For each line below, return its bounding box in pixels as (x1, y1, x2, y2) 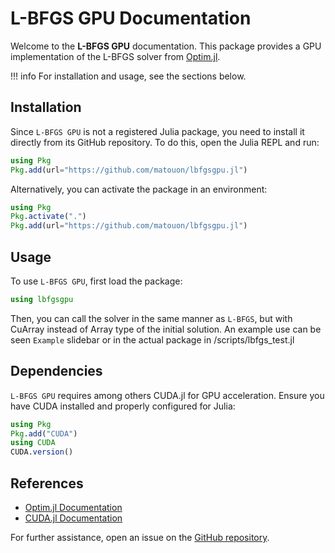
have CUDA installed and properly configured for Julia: (10, 400, 236, 412)
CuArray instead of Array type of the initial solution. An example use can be (10, 323, 322, 335)
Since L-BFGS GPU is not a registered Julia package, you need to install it (10, 125, 305, 137)
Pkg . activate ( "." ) (10, 212, 87, 222)
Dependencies (10, 363, 103, 380)
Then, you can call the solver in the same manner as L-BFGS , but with (10, 312, 293, 324)
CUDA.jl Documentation (24, 512, 123, 524)
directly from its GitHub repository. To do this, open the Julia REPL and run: (10, 136, 320, 148)
